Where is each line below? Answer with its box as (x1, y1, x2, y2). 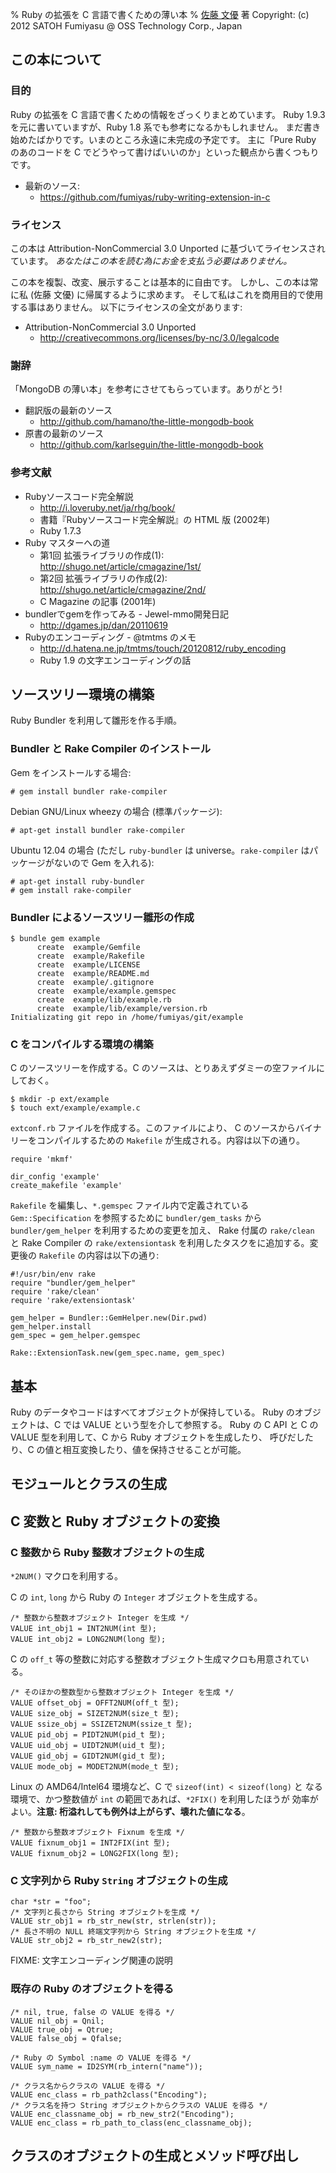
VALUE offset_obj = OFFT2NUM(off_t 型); (10, 1698, 180, 1708)
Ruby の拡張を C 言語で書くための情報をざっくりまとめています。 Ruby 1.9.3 (10, 108, 326, 120)
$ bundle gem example (10, 933, 101, 943)
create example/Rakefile (36, 951, 145, 961)
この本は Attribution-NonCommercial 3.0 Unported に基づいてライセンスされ (10, 242, 326, 254)
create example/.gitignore (36, 977, 155, 987)
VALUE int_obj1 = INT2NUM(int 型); (10, 1624, 157, 1634)
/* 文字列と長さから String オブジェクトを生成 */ (10, 1908, 200, 1918)
